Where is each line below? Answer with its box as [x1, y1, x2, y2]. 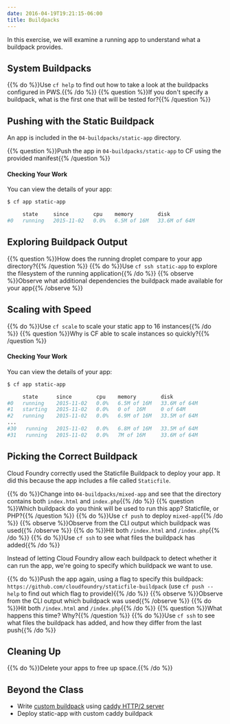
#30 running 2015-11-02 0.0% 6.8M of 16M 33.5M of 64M [7, 426, 198, 432]
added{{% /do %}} [7, 540, 60, 549]
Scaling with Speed [7, 304, 91, 316]
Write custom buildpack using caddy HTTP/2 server [16, 702, 165, 710]
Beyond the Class [7, 683, 84, 695]
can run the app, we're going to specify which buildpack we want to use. [7, 561, 213, 569]
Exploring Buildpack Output [7, 237, 128, 248]
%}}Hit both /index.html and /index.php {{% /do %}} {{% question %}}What [7, 604, 222, 612]
